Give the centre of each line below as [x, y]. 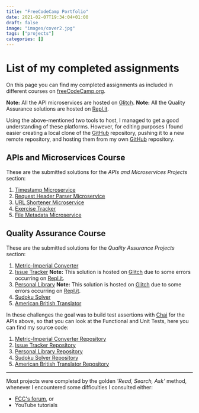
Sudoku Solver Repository [46, 357]
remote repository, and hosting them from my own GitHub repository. [90, 139]
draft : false [22, 22]
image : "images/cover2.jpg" [41, 28]
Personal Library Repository [49, 351]
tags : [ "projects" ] [30, 34]
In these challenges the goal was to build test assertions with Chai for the [96, 315]
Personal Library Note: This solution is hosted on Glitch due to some [98, 284]
